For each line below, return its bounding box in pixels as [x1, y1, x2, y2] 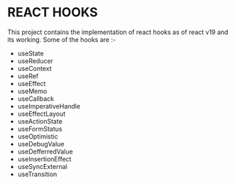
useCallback [17, 94, 55, 103]
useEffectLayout [17, 109, 66, 118]
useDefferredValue [17, 147, 73, 156]
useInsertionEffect [17, 154, 72, 163]
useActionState [17, 117, 62, 125]
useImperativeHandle [17, 102, 80, 110]
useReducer [17, 56, 53, 65]
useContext [17, 64, 52, 72]
